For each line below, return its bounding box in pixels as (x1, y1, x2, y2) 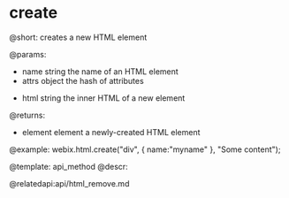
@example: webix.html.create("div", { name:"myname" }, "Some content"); (9, 144, 281, 155)
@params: (9, 49, 47, 59)
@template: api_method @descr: (9, 161, 128, 171)
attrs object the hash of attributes (21, 75, 144, 86)
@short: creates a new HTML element (9, 32, 148, 42)
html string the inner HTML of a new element (21, 92, 186, 103)
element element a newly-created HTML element (21, 126, 201, 137)
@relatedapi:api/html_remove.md (9, 178, 130, 188)
